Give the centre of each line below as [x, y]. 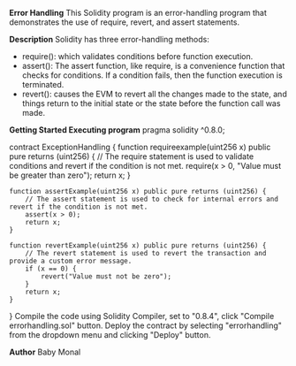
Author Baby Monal [45, 352]
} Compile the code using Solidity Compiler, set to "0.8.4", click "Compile [142, 316]
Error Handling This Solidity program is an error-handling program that [138, 13]
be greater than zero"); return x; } [70, 175]
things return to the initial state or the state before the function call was [151, 103]
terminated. [43, 84]
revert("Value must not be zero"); [106, 277]
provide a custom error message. [71, 261]
